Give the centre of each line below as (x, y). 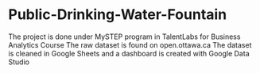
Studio (19, 62)
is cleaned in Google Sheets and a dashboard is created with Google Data (129, 53)
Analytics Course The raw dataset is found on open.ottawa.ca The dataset (130, 44)
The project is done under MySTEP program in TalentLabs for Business (124, 36)
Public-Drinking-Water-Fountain (118, 15)
